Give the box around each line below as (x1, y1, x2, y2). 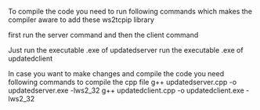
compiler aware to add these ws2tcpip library (8, 15, 155, 24)
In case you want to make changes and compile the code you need (8, 69, 225, 78)
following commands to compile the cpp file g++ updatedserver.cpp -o (8, 78, 237, 86)
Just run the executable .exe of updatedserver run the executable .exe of (8, 46, 244, 54)
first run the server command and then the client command (8, 31, 199, 39)
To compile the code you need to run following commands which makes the (8, 7, 253, 16)
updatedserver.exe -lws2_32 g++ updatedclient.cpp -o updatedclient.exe (8, 86, 244, 95)
